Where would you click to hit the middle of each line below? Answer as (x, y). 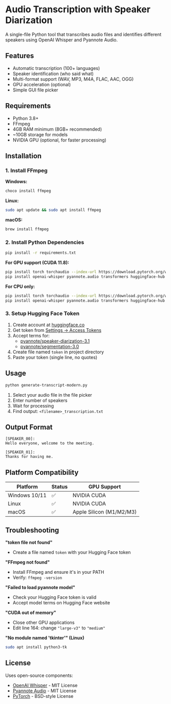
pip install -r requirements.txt (41, 253)
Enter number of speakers (40, 400)
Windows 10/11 (27, 495)
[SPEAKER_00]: (20, 439)
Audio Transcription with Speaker (78, 9)
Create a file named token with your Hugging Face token (72, 552)
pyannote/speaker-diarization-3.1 (55, 341)
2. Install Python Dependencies (45, 242)
